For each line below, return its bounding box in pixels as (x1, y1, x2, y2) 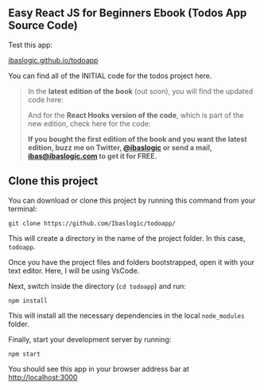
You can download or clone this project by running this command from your (8, 195, 256, 205)
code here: (27, 95, 64, 104)
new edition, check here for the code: (27, 119, 151, 128)
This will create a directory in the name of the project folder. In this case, (8, 233, 246, 242)
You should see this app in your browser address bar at (8, 364, 189, 373)
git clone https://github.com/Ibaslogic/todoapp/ (8, 219, 177, 227)
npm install (8, 297, 48, 305)
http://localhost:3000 (8, 372, 78, 382)
